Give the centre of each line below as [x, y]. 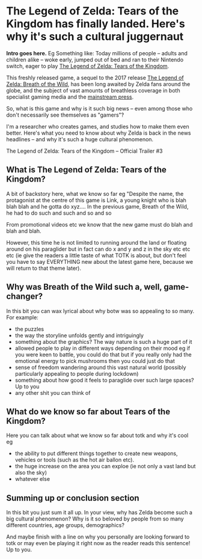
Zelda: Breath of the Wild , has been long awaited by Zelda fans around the [98, 84]
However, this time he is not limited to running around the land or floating [96, 242]
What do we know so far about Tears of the [88, 411]
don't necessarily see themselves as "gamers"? [65, 115]
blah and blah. [24, 231]
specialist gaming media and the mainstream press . [70, 97]
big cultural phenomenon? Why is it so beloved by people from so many [95, 519]
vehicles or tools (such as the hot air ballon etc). [74, 460]
